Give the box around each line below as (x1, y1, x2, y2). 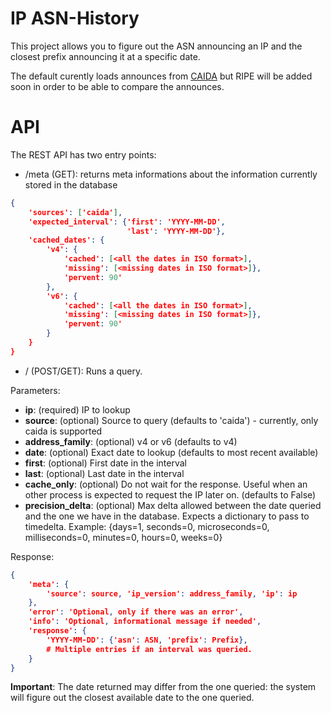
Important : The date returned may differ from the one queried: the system (10, 681, 317, 693)
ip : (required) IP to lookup (24, 403, 131, 416)
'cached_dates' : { (28, 235, 105, 246)
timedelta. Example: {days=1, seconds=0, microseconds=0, (24, 520, 270, 532)
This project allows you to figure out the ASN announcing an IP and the (10, 40, 303, 52)
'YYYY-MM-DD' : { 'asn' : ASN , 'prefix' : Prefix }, (46, 635, 248, 645)
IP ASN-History (10, 7, 140, 30)
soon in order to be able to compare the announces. (10, 80, 225, 92)
